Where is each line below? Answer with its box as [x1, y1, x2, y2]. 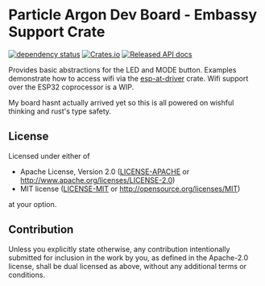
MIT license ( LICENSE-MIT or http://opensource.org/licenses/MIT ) [19, 184, 241, 193]
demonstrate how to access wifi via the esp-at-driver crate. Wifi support [8, 73, 249, 83]
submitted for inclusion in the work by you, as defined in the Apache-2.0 [8, 252, 248, 263]
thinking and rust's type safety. [8, 106, 111, 116]
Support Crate [8, 23, 106, 41]
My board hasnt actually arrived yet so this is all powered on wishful [8, 97, 234, 107]
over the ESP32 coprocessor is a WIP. [8, 82, 135, 92]
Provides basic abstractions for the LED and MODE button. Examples [8, 64, 237, 74]
